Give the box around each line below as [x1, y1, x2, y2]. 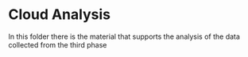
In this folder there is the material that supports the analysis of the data [8, 32, 241, 41]
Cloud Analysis [8, 6, 111, 24]
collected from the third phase [8, 40, 107, 49]
